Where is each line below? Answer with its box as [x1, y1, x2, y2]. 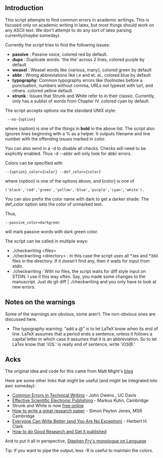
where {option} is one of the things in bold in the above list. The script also [5, 125, 155, 131]
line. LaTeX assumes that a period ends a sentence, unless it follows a [12, 331, 152, 336]
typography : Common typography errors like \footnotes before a [12, 77, 143, 83]
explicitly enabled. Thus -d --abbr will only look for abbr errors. [5, 150, 132, 156]
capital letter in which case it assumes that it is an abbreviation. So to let [12, 336, 157, 342]
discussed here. [5, 316, 37, 322]
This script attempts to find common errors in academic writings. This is [5, 17, 149, 22]
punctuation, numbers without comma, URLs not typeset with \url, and [12, 83, 153, 88]
